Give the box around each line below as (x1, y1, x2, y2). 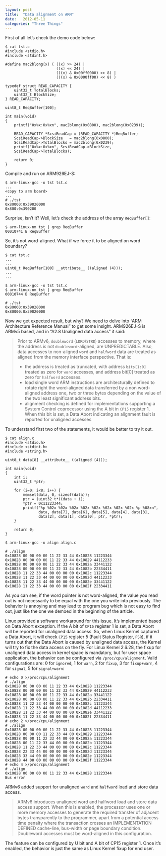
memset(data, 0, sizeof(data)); (23, 492, 90, 497)
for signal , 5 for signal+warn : (5, 666, 64, 671)
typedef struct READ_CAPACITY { (5, 84, 72, 89)
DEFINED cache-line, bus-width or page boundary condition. (17, 825, 142, 831)
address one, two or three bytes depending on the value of (41, 390, 161, 396)
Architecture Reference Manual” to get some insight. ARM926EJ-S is (5, 323, 146, 329)
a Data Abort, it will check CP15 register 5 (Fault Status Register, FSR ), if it (5, 634, 153, 640)
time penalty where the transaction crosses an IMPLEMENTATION (17, 820, 152, 826)
